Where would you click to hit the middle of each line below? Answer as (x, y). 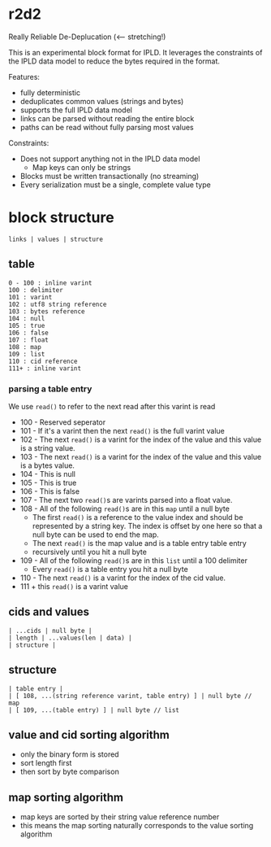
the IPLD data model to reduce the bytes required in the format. (114, 61)
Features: (24, 76)
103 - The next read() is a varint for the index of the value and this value (141, 456)
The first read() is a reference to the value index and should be (138, 517)
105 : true (27, 325)
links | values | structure (56, 239)
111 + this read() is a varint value (74, 586)
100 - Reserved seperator (63, 422)
